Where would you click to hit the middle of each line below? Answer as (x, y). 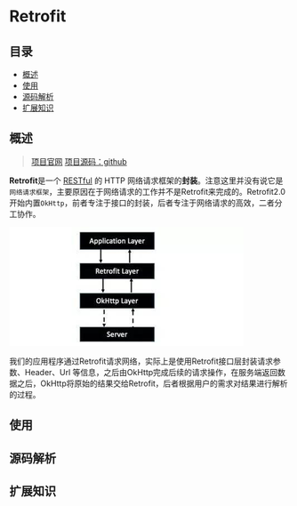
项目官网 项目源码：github (79, 161)
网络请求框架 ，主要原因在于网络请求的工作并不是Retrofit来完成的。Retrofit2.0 (148, 191)
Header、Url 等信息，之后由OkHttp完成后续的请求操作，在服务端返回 (151, 372)
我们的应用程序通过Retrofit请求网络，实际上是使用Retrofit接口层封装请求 (141, 361)
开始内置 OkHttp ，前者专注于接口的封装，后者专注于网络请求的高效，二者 (142, 203)
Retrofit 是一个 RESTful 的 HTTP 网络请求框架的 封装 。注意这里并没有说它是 (146, 181)
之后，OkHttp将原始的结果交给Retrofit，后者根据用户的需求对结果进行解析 (152, 383)
